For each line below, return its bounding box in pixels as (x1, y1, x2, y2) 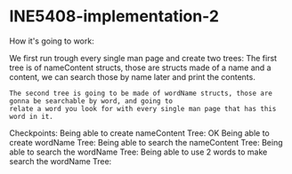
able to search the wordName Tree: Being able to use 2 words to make (9, 146, 268, 157)
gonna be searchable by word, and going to (9, 96, 174, 106)
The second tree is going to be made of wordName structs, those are (9, 89, 273, 98)
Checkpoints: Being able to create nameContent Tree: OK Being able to (9, 127, 270, 138)
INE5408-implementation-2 (9, 6, 220, 27)
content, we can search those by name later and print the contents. (9, 71, 255, 82)
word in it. (9, 112, 53, 121)
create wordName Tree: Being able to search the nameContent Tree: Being (9, 137, 283, 147)
